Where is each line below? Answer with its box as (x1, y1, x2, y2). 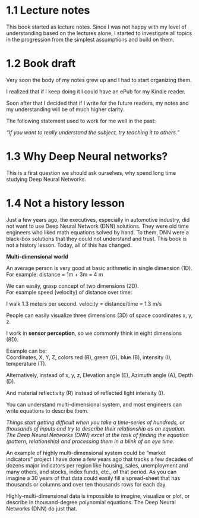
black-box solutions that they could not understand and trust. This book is (6, 235, 187, 242)
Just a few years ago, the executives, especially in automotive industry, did (6, 216, 190, 223)
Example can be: (6, 347, 48, 354)
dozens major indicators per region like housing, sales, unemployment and (6, 462, 188, 469)
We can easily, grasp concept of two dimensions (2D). (6, 282, 139, 289)
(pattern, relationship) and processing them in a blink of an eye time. (6, 438, 175, 445)
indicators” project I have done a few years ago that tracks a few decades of (6, 456, 194, 463)
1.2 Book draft (6, 57, 76, 70)
